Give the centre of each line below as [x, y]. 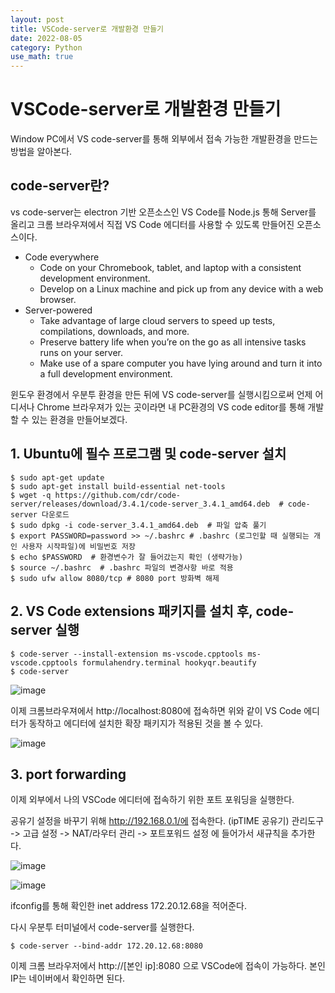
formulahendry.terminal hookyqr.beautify [169, 662]
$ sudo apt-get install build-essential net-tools [118, 486]
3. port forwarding [68, 774]
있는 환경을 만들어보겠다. [79, 419]
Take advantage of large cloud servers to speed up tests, [157, 320]
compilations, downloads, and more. [114, 331]
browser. [58, 299]
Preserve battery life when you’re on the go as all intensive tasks [173, 342]
